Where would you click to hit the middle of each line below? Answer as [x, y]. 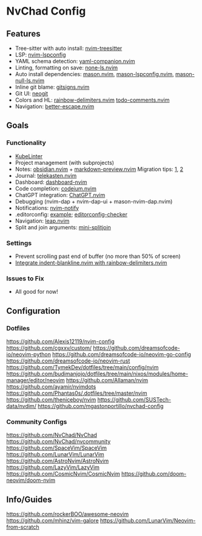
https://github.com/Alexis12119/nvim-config [61, 341]
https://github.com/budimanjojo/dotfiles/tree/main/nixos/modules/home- [97, 374]
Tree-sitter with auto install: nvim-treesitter [69, 48]
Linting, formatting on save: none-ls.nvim [66, 68]
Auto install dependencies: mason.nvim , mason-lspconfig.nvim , [94, 74]
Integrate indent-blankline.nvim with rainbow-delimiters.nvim [91, 262]
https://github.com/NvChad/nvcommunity [59, 442]
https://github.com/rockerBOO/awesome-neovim [68, 514]
